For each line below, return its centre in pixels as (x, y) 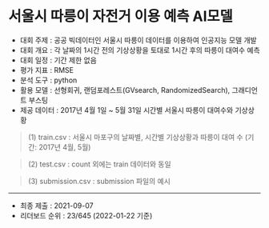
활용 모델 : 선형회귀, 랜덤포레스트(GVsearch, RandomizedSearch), (125, 90)
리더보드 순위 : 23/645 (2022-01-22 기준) (86, 215)
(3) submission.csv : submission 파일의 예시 (99, 181)
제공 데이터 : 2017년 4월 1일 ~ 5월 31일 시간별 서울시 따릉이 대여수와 (126, 110)
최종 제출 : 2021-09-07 (56, 206)
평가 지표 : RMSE (47, 70)
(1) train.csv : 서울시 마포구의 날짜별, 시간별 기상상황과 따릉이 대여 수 (135, 137)
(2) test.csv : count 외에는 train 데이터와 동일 (99, 164)
